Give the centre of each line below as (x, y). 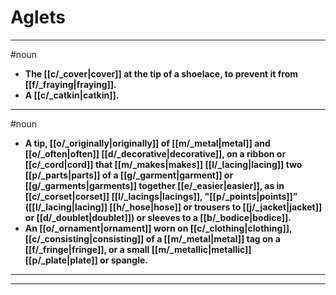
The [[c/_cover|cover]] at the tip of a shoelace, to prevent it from (161, 73)
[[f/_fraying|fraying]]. (70, 84)
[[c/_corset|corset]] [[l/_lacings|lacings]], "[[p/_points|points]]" (161, 196)
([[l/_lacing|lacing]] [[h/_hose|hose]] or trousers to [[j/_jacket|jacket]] (173, 207)
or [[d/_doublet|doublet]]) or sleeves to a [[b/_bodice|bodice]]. (158, 217)
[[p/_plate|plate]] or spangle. (86, 260)
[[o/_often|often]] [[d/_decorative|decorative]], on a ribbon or (155, 153)
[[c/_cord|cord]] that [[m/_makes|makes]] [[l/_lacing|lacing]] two (163, 164)
